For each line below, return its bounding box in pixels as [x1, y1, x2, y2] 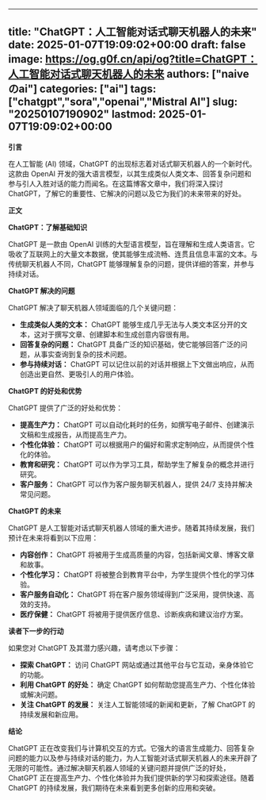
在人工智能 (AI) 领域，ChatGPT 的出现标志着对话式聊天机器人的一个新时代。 [8, 159, 256, 168]
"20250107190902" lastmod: [8, 108, 157, 121]
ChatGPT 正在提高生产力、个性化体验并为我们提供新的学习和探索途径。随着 [8, 773, 255, 783]
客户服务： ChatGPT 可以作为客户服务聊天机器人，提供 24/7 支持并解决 [19, 479, 253, 489]
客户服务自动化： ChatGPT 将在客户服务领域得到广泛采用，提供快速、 [19, 589, 248, 599]
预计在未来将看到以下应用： [8, 533, 99, 542]
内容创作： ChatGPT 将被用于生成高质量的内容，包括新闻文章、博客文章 [19, 549, 255, 560]
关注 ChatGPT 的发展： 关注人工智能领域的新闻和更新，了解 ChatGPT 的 [19, 699, 256, 709]
